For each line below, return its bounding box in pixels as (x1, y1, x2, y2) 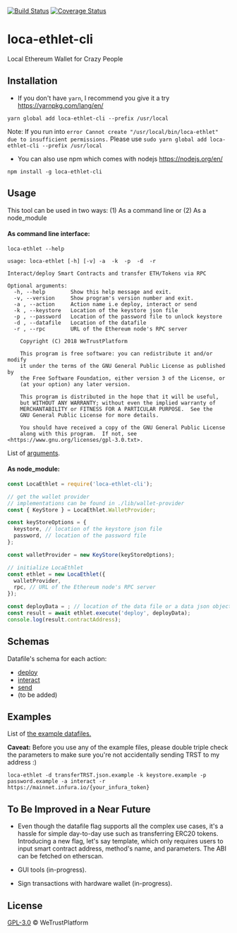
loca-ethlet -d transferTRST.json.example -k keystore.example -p (7, 772, 207, 779)
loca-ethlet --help (7, 245, 65, 252)
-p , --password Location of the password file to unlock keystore (13, 313, 222, 320)
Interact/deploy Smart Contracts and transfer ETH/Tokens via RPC (7, 270, 207, 277)
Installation (7, 75, 58, 87)
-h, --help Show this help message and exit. (13, 288, 172, 295)
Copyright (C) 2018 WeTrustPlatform (20, 338, 128, 345)
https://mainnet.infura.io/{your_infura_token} (7, 784, 150, 791)
